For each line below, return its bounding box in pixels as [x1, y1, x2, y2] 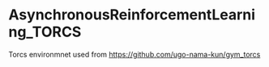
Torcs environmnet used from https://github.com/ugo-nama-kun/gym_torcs [8, 49, 261, 59]
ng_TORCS [8, 23, 82, 41]
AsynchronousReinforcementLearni [8, 6, 256, 24]
